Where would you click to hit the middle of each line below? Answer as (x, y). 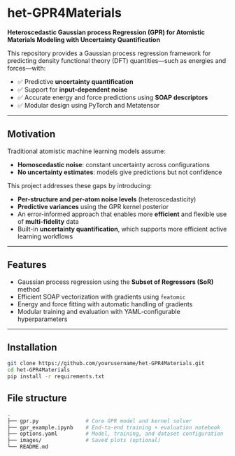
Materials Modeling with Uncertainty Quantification (84, 39)
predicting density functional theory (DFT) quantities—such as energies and (117, 60)
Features (27, 265)
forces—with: (27, 68)
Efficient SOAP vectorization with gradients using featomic (101, 297)
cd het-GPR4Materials (39, 370)
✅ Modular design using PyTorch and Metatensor (88, 105)
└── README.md (28, 447)
